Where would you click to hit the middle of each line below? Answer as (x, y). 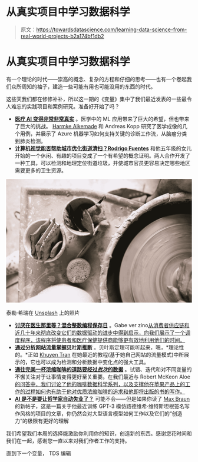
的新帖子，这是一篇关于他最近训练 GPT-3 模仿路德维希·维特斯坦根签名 (100, 406)
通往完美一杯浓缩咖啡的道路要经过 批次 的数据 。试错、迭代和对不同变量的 (103, 369)
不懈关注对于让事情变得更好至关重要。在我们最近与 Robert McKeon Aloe (102, 377)
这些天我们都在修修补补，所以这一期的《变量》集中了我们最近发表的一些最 (96, 99)
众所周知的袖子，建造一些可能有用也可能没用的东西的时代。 (83, 87)
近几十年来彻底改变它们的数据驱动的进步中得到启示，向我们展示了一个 (100, 333)
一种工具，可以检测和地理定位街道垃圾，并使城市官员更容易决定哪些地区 (102, 163)
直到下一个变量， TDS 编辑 (39, 453)
